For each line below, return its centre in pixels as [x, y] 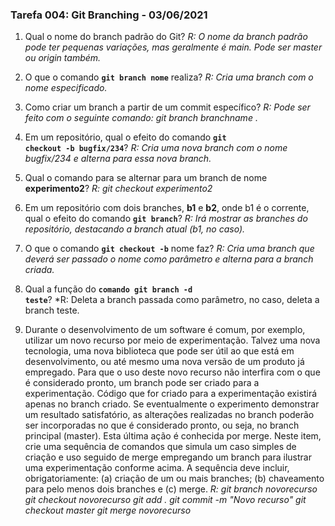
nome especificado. [66, 88]
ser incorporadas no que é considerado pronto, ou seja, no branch [162, 425]
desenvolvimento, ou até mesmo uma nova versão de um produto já [164, 362]
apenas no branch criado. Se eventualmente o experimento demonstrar [172, 404]
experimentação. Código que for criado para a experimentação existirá [171, 394]
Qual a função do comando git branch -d [108, 289]
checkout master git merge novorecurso [108, 510]
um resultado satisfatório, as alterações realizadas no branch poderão [169, 415]
